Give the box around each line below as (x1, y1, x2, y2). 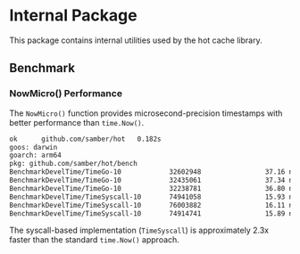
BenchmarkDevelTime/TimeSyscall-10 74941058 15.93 (9, 193, 286, 201)
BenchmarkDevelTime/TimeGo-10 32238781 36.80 (9, 184, 286, 193)
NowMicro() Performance (9, 87, 123, 100)
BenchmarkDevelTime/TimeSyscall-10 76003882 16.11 (9, 201, 286, 209)
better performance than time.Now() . (9, 117, 145, 127)
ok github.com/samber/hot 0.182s (9, 135, 162, 143)
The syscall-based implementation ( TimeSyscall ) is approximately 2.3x (9, 225, 270, 236)
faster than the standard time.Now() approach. (9, 234, 180, 245)
